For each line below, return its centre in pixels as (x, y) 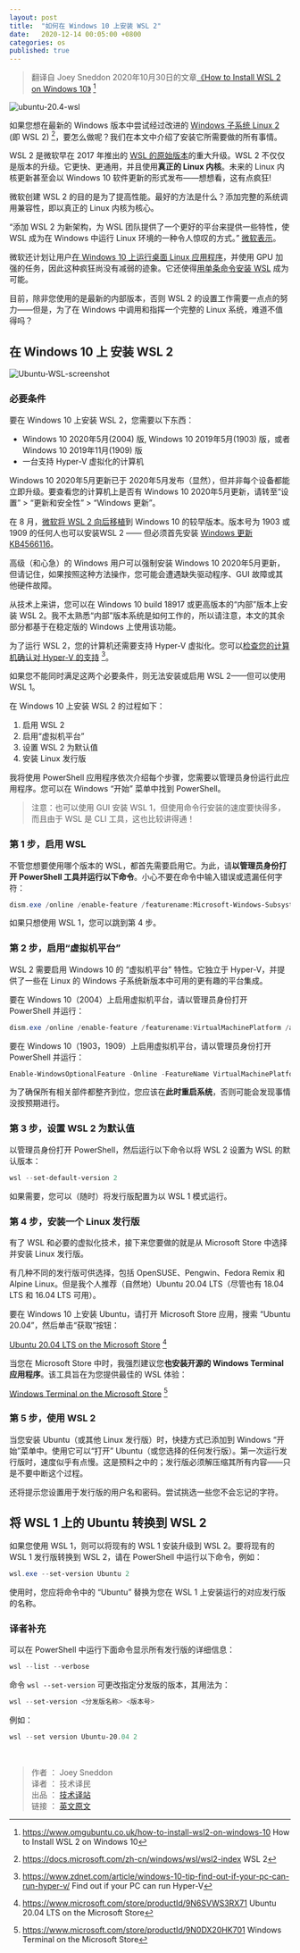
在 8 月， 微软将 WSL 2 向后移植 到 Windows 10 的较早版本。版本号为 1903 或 (150, 521)
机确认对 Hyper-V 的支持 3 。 (62, 656)
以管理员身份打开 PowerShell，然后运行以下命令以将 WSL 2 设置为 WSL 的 (146, 1150)
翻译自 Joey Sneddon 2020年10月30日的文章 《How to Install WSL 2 (156, 78)
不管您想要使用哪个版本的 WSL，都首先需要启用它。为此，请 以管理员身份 (144, 865)
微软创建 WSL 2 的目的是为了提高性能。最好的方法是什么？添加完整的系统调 (149, 197)
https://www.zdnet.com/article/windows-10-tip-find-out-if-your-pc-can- (156, 1876)
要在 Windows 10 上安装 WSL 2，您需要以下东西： (102, 420)
